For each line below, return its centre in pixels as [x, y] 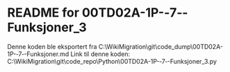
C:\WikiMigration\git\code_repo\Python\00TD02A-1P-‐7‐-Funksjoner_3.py [112, 61]
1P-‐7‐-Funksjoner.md [38, 54]
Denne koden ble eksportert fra [52, 46]
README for [43, 13]
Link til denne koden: [100, 54]
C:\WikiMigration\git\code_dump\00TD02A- [161, 46]
